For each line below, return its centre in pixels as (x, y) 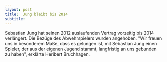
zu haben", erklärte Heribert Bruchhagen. (48, 54)
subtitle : (15, 19)
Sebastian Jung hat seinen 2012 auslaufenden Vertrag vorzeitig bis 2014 (80, 33)
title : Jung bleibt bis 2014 (37, 14)
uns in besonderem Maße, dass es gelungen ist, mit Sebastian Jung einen (81, 44)
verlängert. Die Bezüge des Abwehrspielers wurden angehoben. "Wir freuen (84, 38)
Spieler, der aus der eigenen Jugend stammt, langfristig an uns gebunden (81, 49)
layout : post (19, 10)
